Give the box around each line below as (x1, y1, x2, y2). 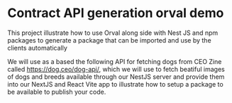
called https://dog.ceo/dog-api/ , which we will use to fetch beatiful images (7, 65, 225, 73)
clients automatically (7, 43, 67, 52)
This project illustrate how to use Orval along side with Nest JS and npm (7, 28, 219, 37)
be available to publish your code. (7, 87, 106, 96)
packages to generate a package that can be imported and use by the (7, 36, 211, 44)
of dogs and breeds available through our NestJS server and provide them (7, 72, 225, 81)
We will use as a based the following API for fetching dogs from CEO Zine (7, 57, 222, 65)
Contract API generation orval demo (7, 5, 224, 21)
